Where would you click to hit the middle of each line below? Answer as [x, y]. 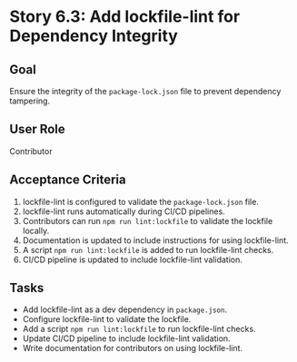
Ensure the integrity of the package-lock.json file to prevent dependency [145, 91]
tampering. [30, 101]
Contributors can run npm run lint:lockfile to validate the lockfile [148, 220]
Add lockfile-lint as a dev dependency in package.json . [125, 309]
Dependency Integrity [94, 36]
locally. [36, 230]
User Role [37, 129]
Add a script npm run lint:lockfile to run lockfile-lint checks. [139, 329]
